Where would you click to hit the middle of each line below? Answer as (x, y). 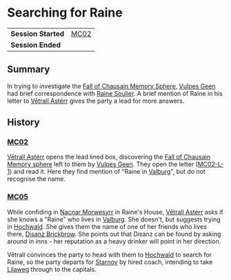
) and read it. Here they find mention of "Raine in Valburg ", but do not (107, 172)
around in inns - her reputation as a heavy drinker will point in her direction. (114, 241)
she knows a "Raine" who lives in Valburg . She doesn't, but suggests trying (114, 219)
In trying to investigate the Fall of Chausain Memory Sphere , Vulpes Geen (111, 86)
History (23, 122)
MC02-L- (211, 164)
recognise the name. (36, 179)
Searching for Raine (65, 13)
